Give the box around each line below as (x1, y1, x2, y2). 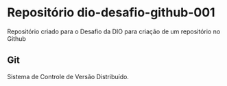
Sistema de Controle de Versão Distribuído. (7, 72, 129, 81)
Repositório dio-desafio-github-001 (7, 5, 215, 20)
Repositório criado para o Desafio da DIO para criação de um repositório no (7, 27, 221, 35)
